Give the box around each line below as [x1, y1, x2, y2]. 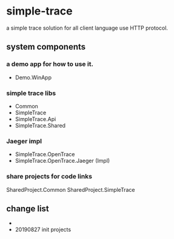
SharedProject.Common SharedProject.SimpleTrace [6, 186, 135, 193]
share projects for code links [6, 172, 93, 181]
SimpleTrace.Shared [15, 122, 65, 129]
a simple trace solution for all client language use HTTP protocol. [6, 24, 169, 31]
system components [6, 42, 86, 52]
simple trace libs [6, 89, 56, 97]
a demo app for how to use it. [6, 60, 94, 68]
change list [6, 203, 50, 214]
